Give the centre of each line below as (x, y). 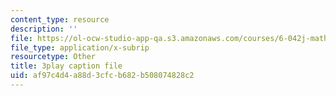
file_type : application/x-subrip (80, 47)
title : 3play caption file (66, 66)
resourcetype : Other (53, 57)
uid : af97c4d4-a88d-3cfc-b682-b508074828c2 (102, 76)
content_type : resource (60, 19)
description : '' (44, 29)
